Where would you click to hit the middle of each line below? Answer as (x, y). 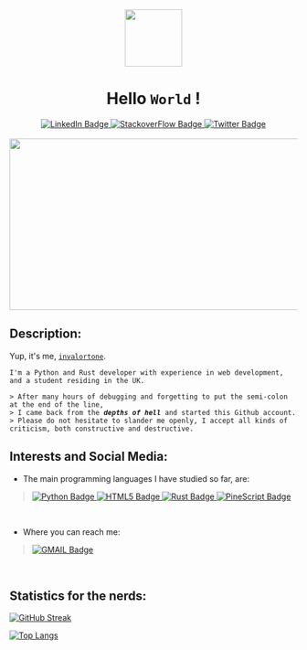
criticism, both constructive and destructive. (102, 429)
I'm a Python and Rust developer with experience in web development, (147, 373)
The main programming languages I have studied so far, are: (136, 478)
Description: (46, 334)
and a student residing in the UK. (77, 380)
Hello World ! (153, 99)
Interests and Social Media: (89, 457)
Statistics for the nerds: (78, 596)
